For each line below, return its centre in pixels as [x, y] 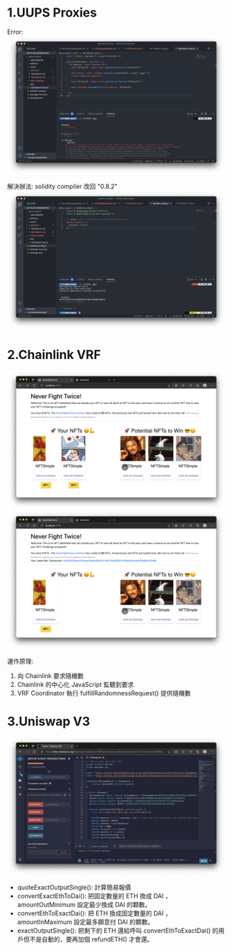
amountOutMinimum [46, 905]
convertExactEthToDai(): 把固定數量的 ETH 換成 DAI [90, 896]
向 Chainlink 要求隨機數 [50, 675]
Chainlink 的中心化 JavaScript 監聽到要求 [75, 684]
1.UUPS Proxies [52, 13]
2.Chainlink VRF [54, 355]
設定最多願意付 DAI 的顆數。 [114, 922]
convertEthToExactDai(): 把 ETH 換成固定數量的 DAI [90, 913]
